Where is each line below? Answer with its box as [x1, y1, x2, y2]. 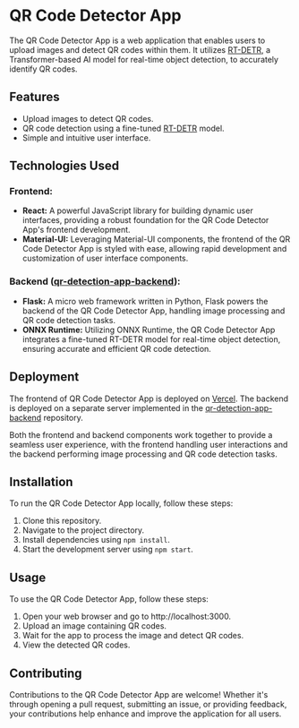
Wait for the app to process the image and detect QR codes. [21, 630, 244, 641]
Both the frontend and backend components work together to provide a [9, 429, 273, 440]
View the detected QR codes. [21, 639, 131, 650]
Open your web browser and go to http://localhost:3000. [21, 611, 231, 622]
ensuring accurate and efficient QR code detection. [21, 343, 212, 354]
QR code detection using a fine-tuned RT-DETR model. [21, 123, 226, 133]
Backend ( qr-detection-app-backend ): [9, 275, 181, 287]
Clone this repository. [21, 516, 102, 527]
